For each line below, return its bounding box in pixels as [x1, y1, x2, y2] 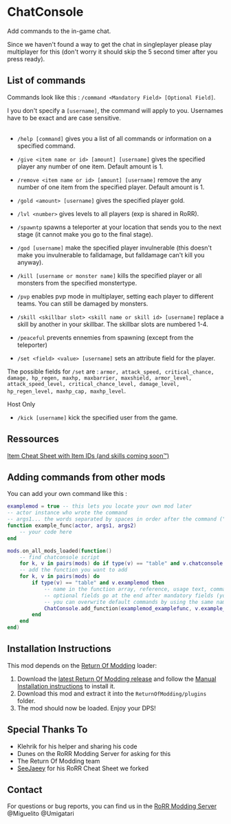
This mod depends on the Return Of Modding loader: [7, 661, 157, 669]
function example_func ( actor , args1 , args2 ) [7, 522, 137, 529]
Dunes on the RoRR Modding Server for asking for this [16, 749, 171, 757]
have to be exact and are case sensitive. [7, 113, 122, 122]
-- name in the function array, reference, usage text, [43, 585, 208, 592]
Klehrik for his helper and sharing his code [16, 742, 137, 750]
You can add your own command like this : [7, 490, 127, 498]
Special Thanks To [7, 724, 88, 736]
